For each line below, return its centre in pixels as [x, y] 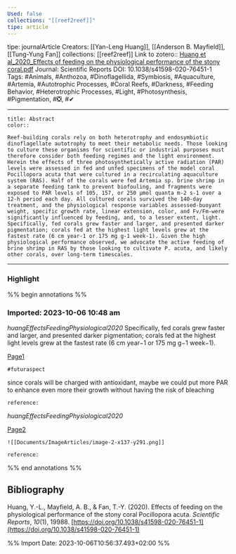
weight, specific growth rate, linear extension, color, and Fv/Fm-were [116, 212]
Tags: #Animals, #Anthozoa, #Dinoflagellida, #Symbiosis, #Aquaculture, [111, 77]
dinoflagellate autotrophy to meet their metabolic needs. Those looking [118, 144]
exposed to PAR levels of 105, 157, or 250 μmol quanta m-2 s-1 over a [114, 193]
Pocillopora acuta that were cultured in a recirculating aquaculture [113, 175]
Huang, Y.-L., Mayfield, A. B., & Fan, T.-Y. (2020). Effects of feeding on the [115, 507]
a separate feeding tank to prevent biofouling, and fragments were [110, 187]
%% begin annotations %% [47, 294]
